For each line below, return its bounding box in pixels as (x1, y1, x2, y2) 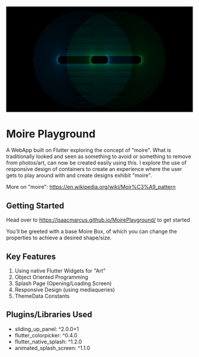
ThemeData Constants (14, 292, 70, 300)
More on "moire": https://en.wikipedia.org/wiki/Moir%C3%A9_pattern (6, 184, 176, 191)
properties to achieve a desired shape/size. (6, 234, 112, 241)
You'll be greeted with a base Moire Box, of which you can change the (6, 228, 178, 235)
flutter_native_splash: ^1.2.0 (14, 338, 82, 345)
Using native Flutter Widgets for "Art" (14, 267, 106, 274)
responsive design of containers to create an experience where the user (6, 166, 182, 173)
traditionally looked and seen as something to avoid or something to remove (6, 153, 191, 160)
